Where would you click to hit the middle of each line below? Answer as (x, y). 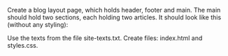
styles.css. (23, 45)
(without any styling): (38, 25)
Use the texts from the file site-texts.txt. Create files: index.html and (105, 38)
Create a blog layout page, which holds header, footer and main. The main (114, 10)
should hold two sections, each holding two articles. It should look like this (114, 17)
